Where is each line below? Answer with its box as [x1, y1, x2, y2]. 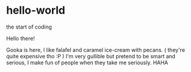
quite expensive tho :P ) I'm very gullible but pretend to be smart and [6, 52, 175, 60]
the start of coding [6, 23, 52, 30]
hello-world [6, 4, 66, 17]
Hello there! [6, 35, 35, 42]
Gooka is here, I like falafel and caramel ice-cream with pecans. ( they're [6, 46, 186, 54]
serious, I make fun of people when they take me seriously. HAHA [6, 59, 169, 66]
